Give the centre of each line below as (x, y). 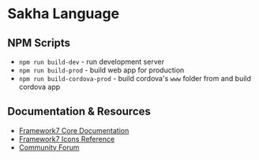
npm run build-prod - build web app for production (101, 70)
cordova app (39, 87)
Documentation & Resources (79, 112)
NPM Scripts (39, 43)
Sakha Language (64, 14)
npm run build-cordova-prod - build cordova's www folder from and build (135, 78)
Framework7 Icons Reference (67, 139)
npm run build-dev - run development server (92, 61)
